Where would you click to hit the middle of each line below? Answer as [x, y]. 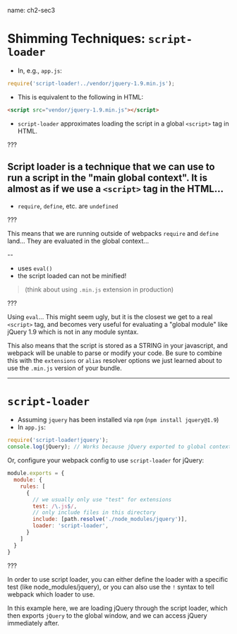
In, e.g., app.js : [39, 71]
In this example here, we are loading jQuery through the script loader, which [117, 608]
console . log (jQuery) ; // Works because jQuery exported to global [107, 447]
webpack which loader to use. [51, 594]
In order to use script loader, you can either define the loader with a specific [118, 579]
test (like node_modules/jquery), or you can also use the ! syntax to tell [111, 587]
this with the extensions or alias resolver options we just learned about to [115, 360]
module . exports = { [36, 473]
